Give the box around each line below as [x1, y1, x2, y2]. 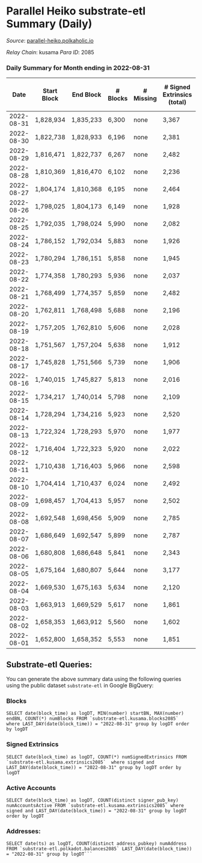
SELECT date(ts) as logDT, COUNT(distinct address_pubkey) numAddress [6, 841, 187, 847]
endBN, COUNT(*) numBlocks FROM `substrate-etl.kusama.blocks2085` [6, 715, 179, 722]
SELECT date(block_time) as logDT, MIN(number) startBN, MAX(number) [6, 711, 185, 717]
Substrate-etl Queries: [6, 659, 93, 670]
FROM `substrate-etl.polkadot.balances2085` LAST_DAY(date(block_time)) [6, 846, 192, 852]
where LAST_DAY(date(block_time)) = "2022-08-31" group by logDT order [6, 721, 189, 727]
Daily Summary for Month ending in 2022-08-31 [6, 63, 150, 72]
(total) [168, 98, 186, 107]
